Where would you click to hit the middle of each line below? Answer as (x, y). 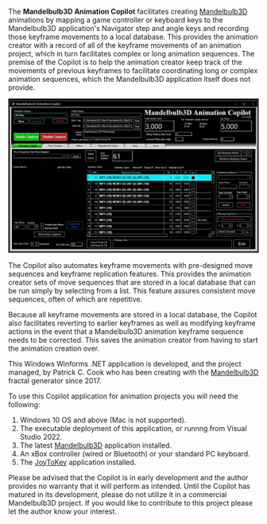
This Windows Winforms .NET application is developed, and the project (125, 363)
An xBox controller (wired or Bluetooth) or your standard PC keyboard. (135, 453)
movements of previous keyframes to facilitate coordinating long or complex (133, 70)
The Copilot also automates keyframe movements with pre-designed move (130, 265)
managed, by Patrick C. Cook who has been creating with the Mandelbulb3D (133, 372)
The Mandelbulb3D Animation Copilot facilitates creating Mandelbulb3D (128, 12)
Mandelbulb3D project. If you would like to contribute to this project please (130, 503)
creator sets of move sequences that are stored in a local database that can (132, 282)
